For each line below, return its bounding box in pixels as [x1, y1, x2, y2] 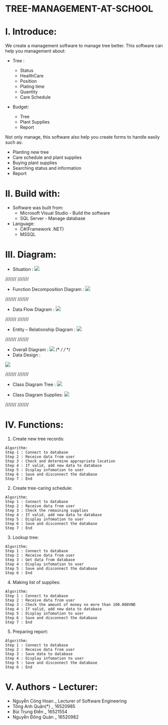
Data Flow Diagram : [12, 306, 55, 312]
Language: [12, 221, 35, 227]
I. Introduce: [5, 26, 57, 38]
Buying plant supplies [12, 160, 58, 166]
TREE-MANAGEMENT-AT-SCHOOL [5, 3, 153, 15]
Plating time [20, 83, 45, 89]
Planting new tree [12, 149, 49, 155]
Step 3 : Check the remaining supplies [5, 508, 89, 513]
